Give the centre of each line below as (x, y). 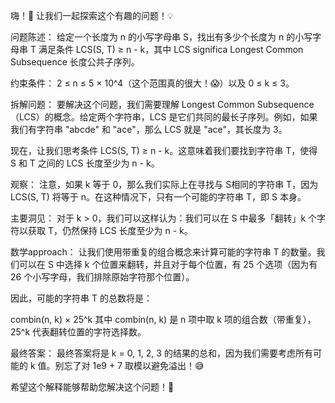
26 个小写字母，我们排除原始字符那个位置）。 (102, 277)
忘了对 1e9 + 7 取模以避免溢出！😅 (134, 365)
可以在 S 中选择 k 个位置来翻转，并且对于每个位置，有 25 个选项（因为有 (168, 264)
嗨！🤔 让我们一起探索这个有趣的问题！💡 (92, 15)
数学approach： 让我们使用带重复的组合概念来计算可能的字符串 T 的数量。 (163, 252)
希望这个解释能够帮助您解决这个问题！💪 (92, 387)
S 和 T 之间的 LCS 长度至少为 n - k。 (85, 163)
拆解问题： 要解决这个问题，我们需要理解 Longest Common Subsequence (162, 104)
